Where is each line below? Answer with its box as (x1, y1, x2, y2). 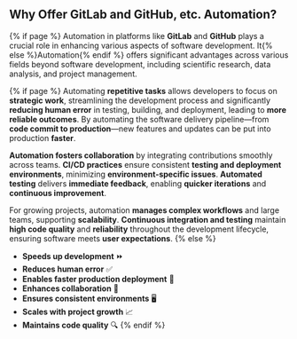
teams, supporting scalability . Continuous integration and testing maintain (9, 214, 286, 225)
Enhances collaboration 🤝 (21, 283, 120, 294)
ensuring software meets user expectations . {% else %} (9, 233, 217, 243)
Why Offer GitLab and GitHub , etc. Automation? (9, 7, 277, 22)
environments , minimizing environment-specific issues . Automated (9, 169, 263, 179)
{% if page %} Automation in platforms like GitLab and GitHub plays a (9, 30, 264, 41)
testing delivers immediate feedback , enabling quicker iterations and (9, 177, 267, 189)
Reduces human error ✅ (21, 264, 113, 274)
